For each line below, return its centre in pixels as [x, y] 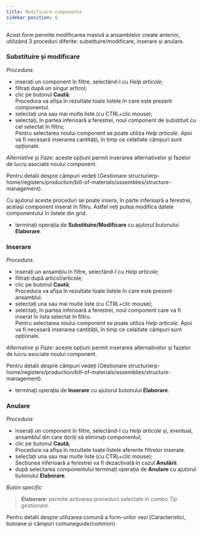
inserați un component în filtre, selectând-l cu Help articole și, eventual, [104, 431]
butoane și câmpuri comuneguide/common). [62, 524]
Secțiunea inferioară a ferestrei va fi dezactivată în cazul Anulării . [96, 463]
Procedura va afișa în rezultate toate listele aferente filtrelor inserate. [100, 450]
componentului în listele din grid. [47, 213]
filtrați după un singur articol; [51, 88]
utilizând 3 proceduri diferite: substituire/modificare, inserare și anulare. [95, 41]
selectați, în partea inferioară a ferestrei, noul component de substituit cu [106, 120]
